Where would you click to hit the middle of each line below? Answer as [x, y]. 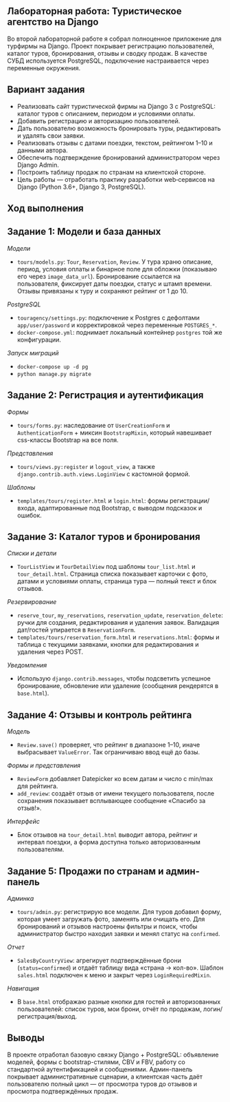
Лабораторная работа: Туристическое [94, 11]
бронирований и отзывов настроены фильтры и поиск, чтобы [107, 926]
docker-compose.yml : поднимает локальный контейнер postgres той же [120, 332]
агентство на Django [53, 22]
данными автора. [43, 150]
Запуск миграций [33, 353]
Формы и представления [44, 766]
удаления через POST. [50, 652]
